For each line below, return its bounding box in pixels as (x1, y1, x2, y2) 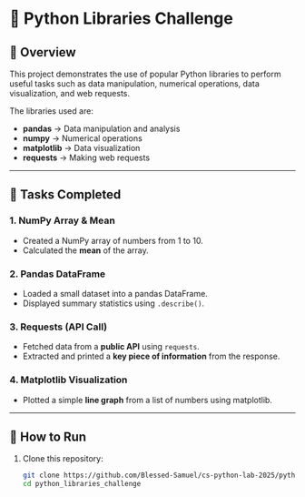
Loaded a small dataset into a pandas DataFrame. (22, 288, 209, 299)
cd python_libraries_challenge (22, 480, 142, 489)
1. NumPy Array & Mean (9, 214, 115, 227)
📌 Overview (9, 45, 76, 60)
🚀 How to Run (9, 429, 87, 444)
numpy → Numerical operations (22, 133, 143, 144)
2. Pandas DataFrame (9, 268, 106, 280)
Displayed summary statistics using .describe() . (22, 298, 205, 309)
